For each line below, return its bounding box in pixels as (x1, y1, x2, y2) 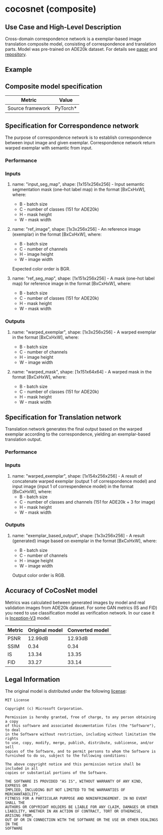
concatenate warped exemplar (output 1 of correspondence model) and (12, 478, 156, 484)
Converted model (67, 627, 109, 634)
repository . (5, 51, 27, 57)
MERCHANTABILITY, (5, 792, 41, 797)
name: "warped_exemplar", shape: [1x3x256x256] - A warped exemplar (12, 329, 156, 335)
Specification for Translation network (5, 413, 122, 421)
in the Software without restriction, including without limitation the (5, 732, 156, 737)
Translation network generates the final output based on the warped (5, 426, 143, 432)
